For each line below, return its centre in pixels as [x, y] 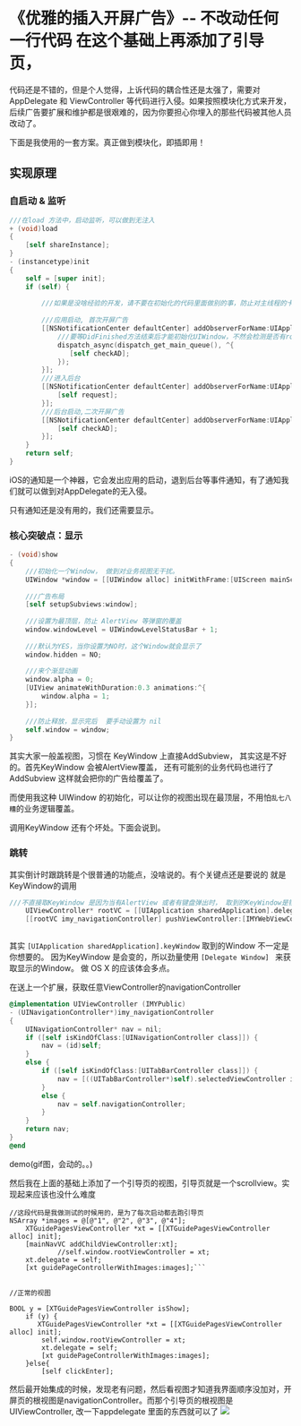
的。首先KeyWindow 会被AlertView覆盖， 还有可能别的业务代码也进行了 [142, 768]
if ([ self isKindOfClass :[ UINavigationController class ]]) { [142, 1037]
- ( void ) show [34, 555]
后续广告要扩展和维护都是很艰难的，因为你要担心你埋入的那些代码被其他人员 [150, 112]
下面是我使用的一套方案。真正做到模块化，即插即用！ [107, 142]
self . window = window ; [68, 730]
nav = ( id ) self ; [72, 1046]
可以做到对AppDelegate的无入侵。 [88, 491]
